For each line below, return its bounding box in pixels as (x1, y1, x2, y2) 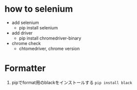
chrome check (11, 40, 41, 46)
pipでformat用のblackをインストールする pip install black (11, 79, 133, 85)
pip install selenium (19, 24, 58, 30)
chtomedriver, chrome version (19, 45, 80, 51)
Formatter (4, 63, 46, 74)
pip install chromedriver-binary (19, 35, 82, 41)
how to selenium (4, 3, 73, 15)
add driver (11, 30, 33, 36)
